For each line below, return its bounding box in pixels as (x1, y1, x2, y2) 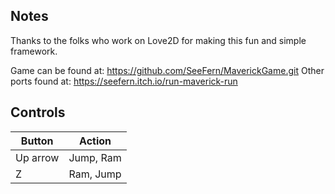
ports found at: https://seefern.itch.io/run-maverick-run (10, 75, 238, 87)
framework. (10, 45, 58, 57)
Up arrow (15, 150, 60, 164)
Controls (10, 104, 66, 121)
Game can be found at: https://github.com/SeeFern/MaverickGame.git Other (10, 64, 325, 76)
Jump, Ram (68, 150, 122, 164)
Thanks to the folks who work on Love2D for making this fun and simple (10, 34, 307, 46)
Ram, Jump (68, 167, 122, 181)
